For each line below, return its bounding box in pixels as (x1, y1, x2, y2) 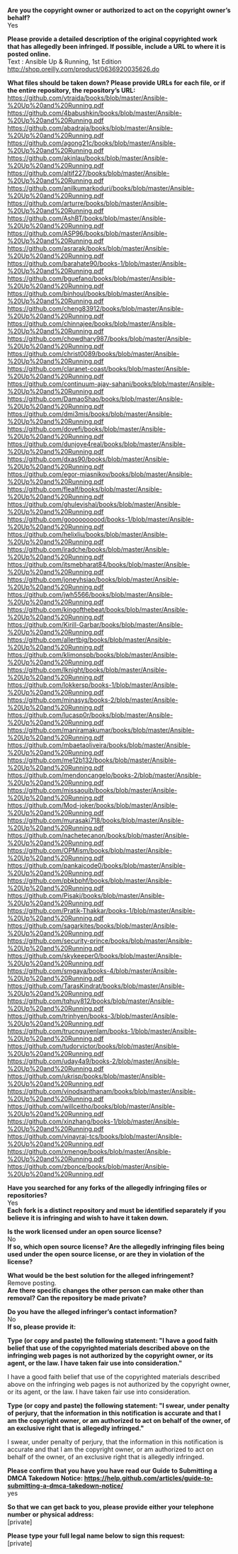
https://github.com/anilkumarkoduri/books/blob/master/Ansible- (7, 184, 195, 192)
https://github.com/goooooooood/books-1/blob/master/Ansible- (7, 515, 195, 523)
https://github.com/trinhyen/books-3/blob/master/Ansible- (7, 1012, 178, 1020)
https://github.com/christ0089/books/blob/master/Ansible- (7, 350, 180, 358)
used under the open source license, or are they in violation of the (7, 1250, 205, 1258)
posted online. (7, 50, 51, 58)
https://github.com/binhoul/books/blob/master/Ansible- (7, 290, 169, 297)
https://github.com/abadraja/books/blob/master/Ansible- (7, 124, 174, 132)
